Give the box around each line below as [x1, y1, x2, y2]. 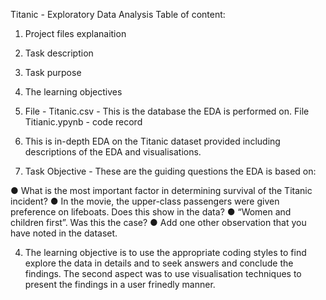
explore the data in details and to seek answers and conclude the [24, 257, 294, 269]
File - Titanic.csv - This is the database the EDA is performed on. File [24, 105, 310, 117]
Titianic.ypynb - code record [24, 116, 143, 128]
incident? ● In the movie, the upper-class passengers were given [10, 195, 280, 207]
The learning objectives [24, 86, 123, 98]
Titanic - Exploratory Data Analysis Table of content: [10, 9, 226, 20]
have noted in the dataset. [10, 227, 118, 239]
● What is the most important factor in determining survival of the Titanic [10, 185, 313, 196]
